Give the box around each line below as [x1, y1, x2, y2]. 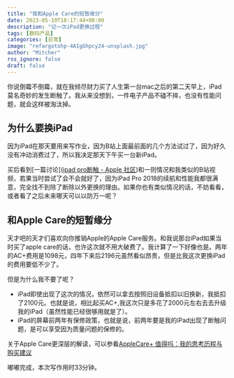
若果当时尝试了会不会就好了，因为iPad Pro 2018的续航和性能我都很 [19, 174, 212, 182]
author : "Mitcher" [7, 50, 61, 57]
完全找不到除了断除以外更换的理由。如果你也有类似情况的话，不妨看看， [19, 183, 228, 191]
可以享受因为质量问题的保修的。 [36, 325, 128, 333]
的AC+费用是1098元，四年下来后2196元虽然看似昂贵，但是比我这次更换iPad [7, 252, 226, 260]
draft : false [7, 62, 45, 69]
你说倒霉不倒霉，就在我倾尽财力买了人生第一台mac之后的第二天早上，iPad [7, 82, 222, 91]
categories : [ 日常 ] [7, 36, 62, 43]
